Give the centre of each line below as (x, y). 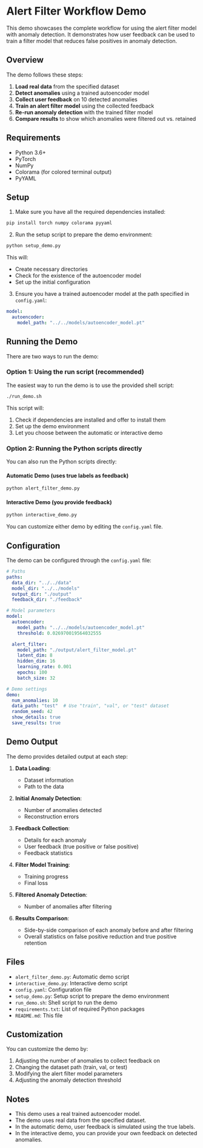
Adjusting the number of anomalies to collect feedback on (88, 1061)
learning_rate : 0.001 (44, 667)
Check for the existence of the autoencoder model (78, 276)
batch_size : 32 (36, 678)
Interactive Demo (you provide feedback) (59, 502)
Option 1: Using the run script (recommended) (75, 372)
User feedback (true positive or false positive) (82, 846)
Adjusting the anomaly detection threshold (68, 1080)
